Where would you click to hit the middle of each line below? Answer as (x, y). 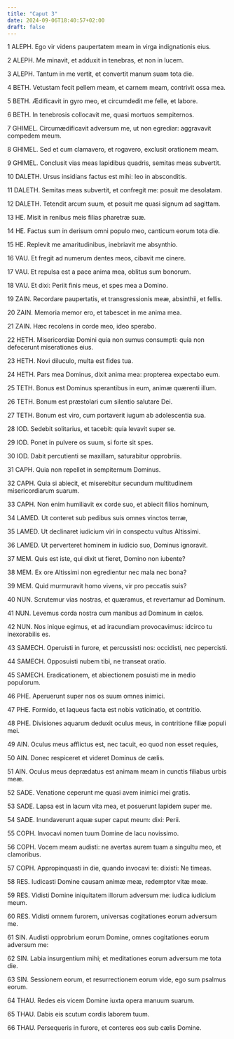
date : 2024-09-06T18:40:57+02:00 (56, 20)
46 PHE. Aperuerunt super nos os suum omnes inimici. (86, 696)
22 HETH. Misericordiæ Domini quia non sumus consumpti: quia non (106, 340)
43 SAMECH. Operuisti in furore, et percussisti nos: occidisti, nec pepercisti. (117, 648)
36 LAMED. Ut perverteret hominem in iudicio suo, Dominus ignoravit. (108, 545)
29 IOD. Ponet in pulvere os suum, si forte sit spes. (80, 442)
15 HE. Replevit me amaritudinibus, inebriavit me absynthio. (92, 245)
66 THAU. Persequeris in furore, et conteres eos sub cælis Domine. (104, 1028)
